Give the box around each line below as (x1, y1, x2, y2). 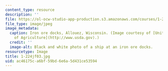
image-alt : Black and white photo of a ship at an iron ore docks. (9, 44, 153, 49)
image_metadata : (5, 26, 39, 31)
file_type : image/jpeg (5, 21, 52, 26)
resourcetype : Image (5, 49, 48, 54)
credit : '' (9, 40, 32, 45)
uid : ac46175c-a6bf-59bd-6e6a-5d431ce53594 (5, 58, 97, 63)
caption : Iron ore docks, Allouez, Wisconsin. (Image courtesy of (9, 30, 151, 35)
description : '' (5, 12, 39, 17)
